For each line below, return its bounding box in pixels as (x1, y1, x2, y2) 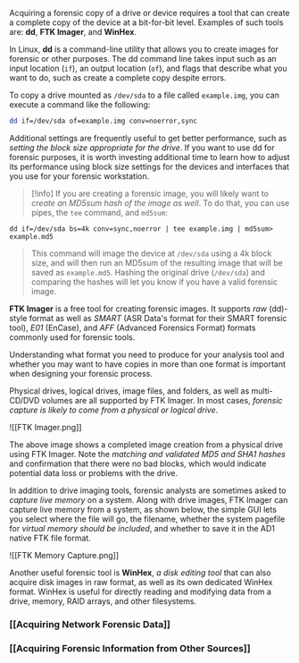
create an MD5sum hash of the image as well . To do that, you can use (30, 197, 290, 208)
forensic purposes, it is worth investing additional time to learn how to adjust (9, 151, 290, 162)
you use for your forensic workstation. (9, 170, 150, 182)
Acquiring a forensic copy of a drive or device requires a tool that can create (9, 8, 290, 18)
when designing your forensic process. (9, 368, 154, 378)
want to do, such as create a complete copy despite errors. (9, 72, 227, 83)
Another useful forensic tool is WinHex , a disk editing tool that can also (9, 567, 271, 578)
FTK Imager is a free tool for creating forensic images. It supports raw (9, 303, 268, 314)
